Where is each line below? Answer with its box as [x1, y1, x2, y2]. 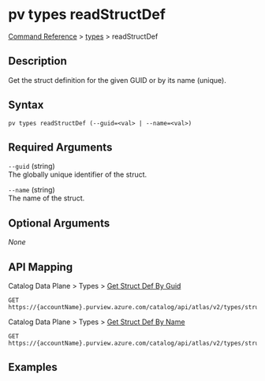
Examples [8, 360, 58, 374]
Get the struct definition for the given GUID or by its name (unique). [8, 75, 227, 84]
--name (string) [8, 185, 55, 195]
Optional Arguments [8, 216, 110, 230]
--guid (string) [8, 162, 55, 171]
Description [8, 54, 67, 68]
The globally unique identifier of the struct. [8, 170, 147, 179]
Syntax [8, 99, 44, 112]
